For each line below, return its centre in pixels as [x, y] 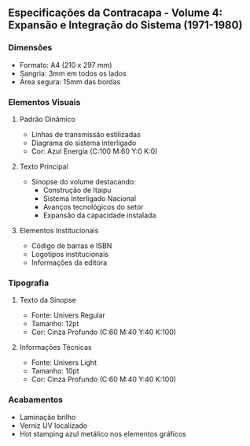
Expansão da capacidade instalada [99, 215]
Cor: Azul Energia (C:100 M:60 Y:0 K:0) [94, 151]
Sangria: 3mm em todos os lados [73, 73]
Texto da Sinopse [48, 300]
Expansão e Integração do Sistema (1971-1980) [125, 26]
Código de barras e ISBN [72, 245]
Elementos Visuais [44, 102]
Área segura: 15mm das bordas [70, 81]
